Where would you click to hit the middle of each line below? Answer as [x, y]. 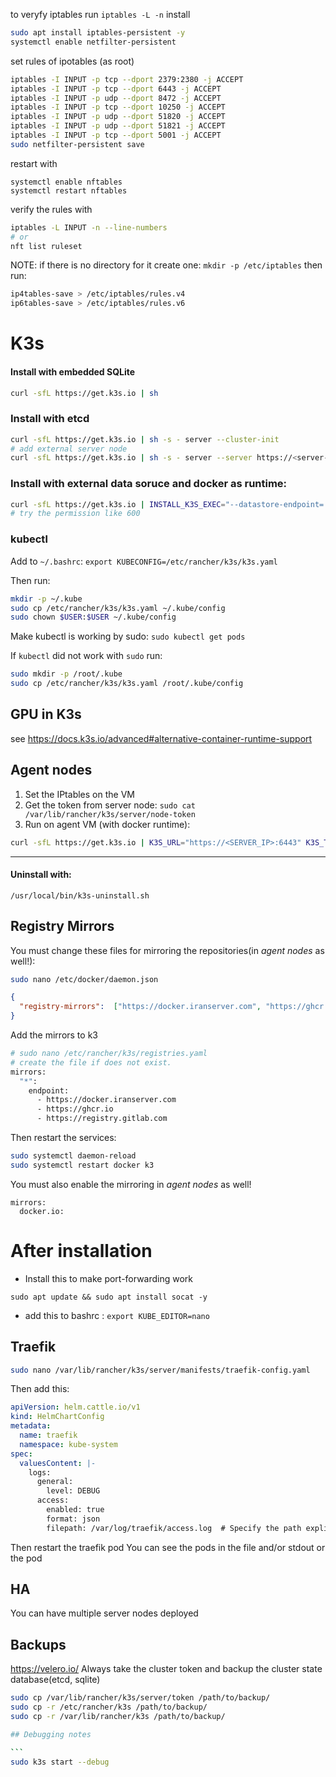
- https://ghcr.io [75, 1109]
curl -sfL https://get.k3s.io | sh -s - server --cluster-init [145, 439]
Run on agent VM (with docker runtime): [107, 824]
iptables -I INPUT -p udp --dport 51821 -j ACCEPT [118, 126]
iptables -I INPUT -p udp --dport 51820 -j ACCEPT [118, 117]
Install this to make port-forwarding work [109, 1278]
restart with [34, 163]
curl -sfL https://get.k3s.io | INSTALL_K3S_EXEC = [118, 504]
